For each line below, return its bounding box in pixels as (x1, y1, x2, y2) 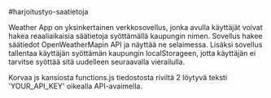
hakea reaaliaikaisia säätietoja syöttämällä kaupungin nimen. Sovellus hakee (8, 32, 263, 40)
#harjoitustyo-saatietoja (8, 7, 89, 16)
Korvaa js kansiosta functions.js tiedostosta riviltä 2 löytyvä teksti (8, 73, 228, 82)
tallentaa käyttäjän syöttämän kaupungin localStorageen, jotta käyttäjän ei (8, 49, 256, 58)
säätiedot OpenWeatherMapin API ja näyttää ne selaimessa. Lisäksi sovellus (8, 40, 263, 49)
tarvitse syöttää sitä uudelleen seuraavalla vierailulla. (8, 57, 186, 66)
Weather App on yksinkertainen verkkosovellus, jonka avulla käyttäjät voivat (8, 23, 263, 32)
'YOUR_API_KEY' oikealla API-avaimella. (8, 81, 142, 91)
